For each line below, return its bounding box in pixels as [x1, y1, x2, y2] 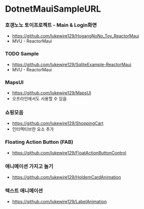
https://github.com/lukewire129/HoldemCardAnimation [12, 174, 121, 180]
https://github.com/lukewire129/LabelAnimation [12, 199, 107, 205]
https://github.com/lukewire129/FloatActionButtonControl [12, 150, 127, 155]
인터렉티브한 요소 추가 [12, 126, 54, 132]
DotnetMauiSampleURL [5, 3, 101, 15]
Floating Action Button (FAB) [5, 139, 74, 146]
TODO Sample [5, 50, 39, 57]
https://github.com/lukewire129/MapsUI [12, 90, 91, 96]
